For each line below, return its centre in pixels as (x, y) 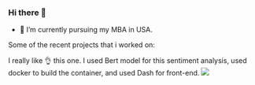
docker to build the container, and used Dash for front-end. (104, 73)
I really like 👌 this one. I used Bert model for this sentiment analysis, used (128, 61)
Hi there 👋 (28, 13)
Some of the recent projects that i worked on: (82, 45)
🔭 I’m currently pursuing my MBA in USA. (86, 30)
